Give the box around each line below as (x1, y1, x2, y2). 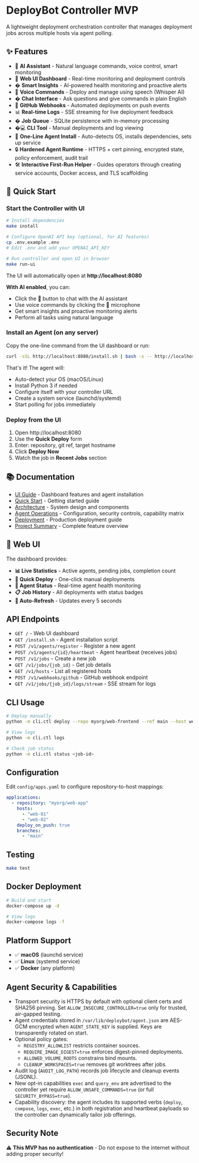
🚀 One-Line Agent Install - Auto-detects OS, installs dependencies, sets (14, 133, 192, 140)
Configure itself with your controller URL (14, 388, 114, 395)
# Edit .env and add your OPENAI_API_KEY (6, 245, 110, 251)
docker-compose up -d (6, 903, 60, 909)
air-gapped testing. (14, 1010, 62, 1017)
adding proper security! (6, 1150, 64, 1157)
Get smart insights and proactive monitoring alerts (14, 307, 137, 315)
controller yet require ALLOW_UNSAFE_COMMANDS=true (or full (14, 1085, 154, 1093)
